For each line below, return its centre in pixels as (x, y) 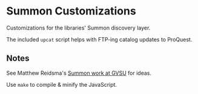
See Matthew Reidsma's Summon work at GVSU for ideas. (79, 73)
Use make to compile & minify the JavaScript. (61, 84)
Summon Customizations (71, 11)
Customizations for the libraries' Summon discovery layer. (78, 28)
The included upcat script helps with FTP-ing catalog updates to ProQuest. (99, 39)
